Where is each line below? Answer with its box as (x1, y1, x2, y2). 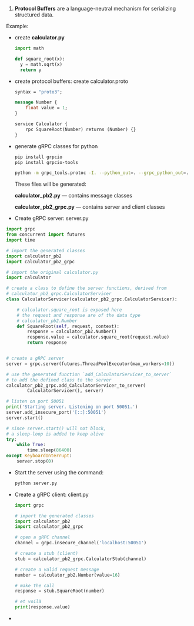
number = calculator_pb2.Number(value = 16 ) (14, 572, 121, 578)
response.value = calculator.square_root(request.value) (27, 334, 169, 340)
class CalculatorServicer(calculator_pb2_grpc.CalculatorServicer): (6, 296, 178, 302)
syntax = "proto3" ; (14, 89, 63, 95)
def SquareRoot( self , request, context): (16, 323, 119, 329)
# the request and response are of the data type (16, 312, 141, 318)
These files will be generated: (14, 180, 86, 188)
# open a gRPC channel (14, 534, 71, 540)
